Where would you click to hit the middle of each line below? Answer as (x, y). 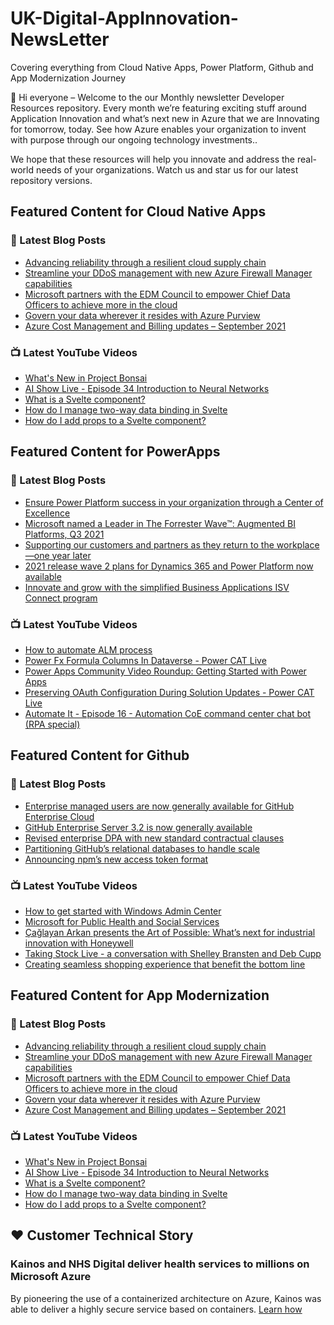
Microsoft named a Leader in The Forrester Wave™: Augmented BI (160, 523)
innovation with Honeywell (79, 943)
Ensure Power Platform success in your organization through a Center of (174, 502)
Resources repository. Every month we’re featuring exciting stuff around (158, 108)
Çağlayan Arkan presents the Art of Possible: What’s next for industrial (170, 932)
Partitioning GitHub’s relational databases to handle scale (142, 848)
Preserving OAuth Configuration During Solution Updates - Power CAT (169, 692)
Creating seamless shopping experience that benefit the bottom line (165, 964)
